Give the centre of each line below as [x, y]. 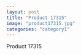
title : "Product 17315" [37, 18]
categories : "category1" [38, 29]
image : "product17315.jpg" [41, 23]
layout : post [23, 12]
